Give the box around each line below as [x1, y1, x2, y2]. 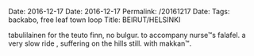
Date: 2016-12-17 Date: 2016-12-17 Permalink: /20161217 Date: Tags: [8, 7, 230, 16]
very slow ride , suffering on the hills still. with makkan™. [8, 39, 192, 48]
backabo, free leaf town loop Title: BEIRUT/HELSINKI [8, 15, 181, 24]
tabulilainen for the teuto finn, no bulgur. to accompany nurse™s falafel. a [8, 31, 246, 39]
